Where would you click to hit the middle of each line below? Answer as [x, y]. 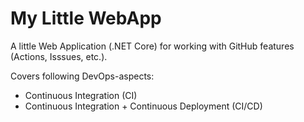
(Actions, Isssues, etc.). [59, 56]
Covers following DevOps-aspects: [82, 76]
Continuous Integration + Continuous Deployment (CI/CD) [143, 106]
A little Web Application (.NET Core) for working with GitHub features [152, 46]
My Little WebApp [86, 18]
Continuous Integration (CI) [81, 95]
